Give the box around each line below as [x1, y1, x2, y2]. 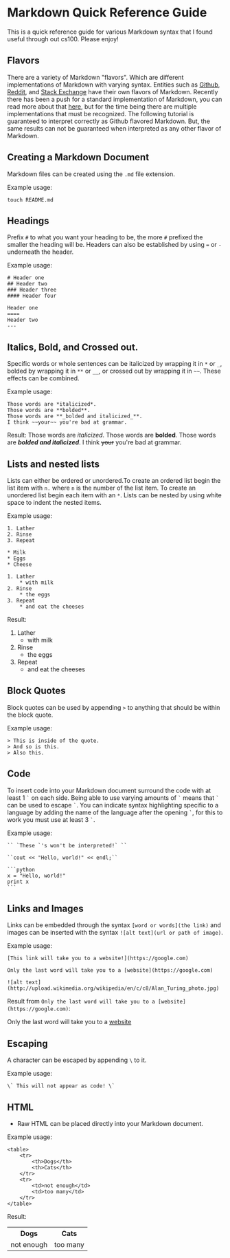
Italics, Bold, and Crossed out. [7, 341, 139, 353]
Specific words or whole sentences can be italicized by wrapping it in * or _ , [7, 360, 222, 368]
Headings [7, 215, 49, 226]
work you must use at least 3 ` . [7, 815, 95, 823]
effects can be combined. [7, 374, 80, 382]
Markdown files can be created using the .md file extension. [7, 170, 175, 178]
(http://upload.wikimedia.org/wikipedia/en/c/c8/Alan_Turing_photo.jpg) [7, 985, 220, 992]
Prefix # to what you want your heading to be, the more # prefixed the [7, 233, 203, 241]
